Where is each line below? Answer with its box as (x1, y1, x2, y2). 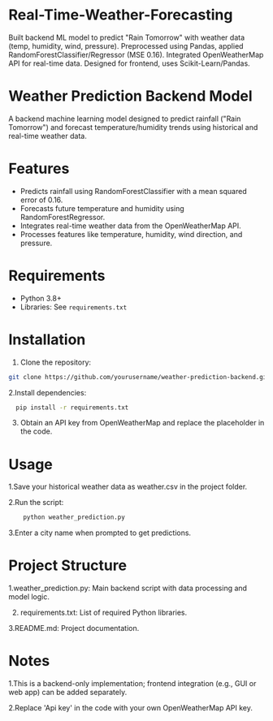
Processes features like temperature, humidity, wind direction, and (19, 229, 243, 239)
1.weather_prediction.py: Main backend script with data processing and (8, 583, 248, 594)
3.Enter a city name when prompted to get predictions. (8, 528, 192, 538)
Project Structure (8, 556, 128, 575)
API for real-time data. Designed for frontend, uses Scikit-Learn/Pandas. (8, 58, 250, 68)
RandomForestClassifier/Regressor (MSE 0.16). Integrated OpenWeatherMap (8, 50, 264, 59)
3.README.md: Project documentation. (8, 624, 140, 633)
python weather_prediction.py (23, 513, 126, 521)
